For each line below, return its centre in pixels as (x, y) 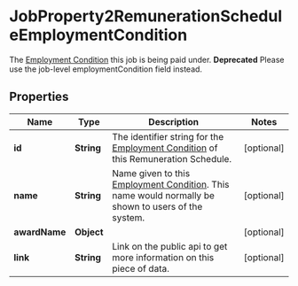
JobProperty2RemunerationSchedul (145, 16)
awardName (40, 232)
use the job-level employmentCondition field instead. (106, 69)
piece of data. (141, 268)
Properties (39, 97)
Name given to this (151, 173)
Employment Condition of (165, 148)
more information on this (163, 257)
